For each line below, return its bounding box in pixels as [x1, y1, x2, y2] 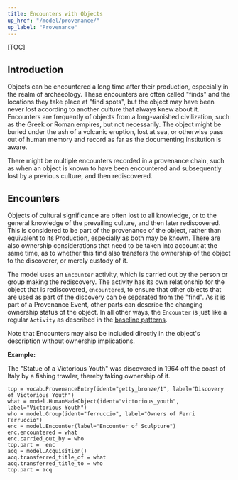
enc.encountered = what [7, 429, 78, 436]
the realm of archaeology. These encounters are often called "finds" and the [7, 90, 231, 99]
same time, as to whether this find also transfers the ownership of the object [7, 249, 231, 257]
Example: [7, 351, 36, 359]
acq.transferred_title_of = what [7, 454, 107, 461]
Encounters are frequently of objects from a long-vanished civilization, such [7, 113, 230, 121]
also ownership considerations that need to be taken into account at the [7, 241, 218, 249]
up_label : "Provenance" [7, 23, 78, 31]
